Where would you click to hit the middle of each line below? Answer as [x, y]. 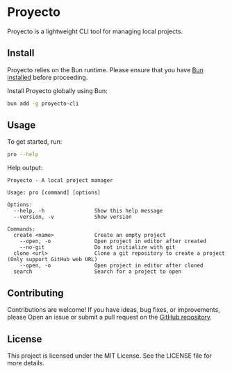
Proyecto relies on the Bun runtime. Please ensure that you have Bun [105, 69]
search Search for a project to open [98, 272]
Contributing [35, 293]
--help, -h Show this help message [88, 211]
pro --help [23, 155]
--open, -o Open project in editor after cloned [111, 266]
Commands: [22, 229]
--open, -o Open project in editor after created [113, 241]
